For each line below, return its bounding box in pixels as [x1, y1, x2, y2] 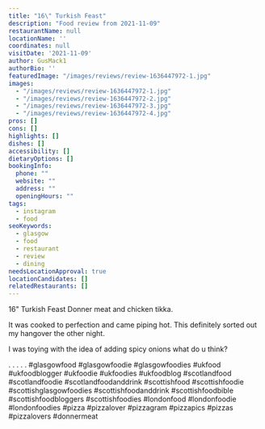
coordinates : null [8, 42, 70, 50]
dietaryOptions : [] [8, 154, 74, 162]
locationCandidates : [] [8, 275, 89, 283]
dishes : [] [8, 139, 45, 148]
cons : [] [8, 124, 38, 132]
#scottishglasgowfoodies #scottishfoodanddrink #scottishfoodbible [8, 385, 234, 396]
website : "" [15, 177, 57, 186]
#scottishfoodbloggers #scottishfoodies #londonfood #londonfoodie [8, 394, 237, 404]
